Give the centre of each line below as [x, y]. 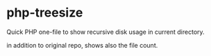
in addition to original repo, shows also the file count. [82, 45]
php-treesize [45, 13]
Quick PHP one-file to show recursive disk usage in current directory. [106, 32]
